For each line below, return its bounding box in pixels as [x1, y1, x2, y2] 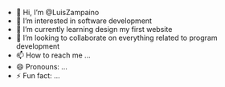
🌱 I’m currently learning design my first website [15, 25, 173, 34]
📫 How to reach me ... [15, 50, 91, 60]
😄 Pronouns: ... [15, 62, 68, 71]
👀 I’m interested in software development [15, 16, 153, 26]
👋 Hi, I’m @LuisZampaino [15, 8, 100, 17]
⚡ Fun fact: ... [15, 71, 60, 80]
